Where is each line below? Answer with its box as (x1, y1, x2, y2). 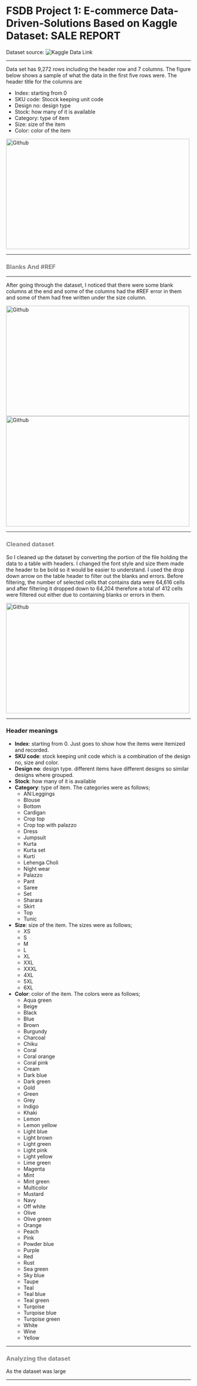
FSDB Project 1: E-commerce (6, 4, 148, 18)
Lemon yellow (23, 1121, 57, 1128)
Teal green (23, 1297, 50, 1304)
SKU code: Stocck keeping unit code (14, 95, 104, 102)
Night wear (23, 865, 50, 872)
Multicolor (23, 1184, 48, 1191)
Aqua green (23, 996, 52, 1003)
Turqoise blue (23, 1309, 57, 1316)
